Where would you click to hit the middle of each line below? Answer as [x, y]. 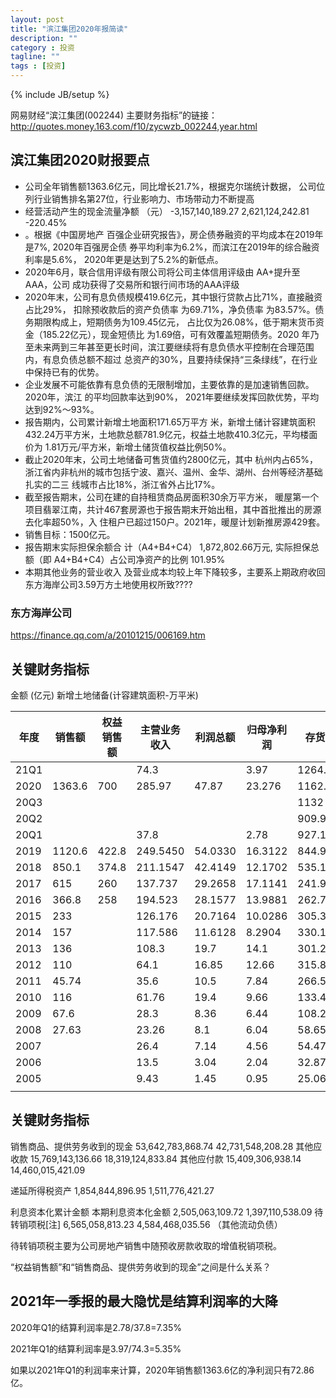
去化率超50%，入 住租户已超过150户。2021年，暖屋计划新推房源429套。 [175, 522]
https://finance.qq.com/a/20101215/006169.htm [108, 635]
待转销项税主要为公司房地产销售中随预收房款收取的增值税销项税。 [146, 1245]
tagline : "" [35, 57]
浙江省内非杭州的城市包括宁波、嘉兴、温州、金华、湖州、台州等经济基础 [173, 472]
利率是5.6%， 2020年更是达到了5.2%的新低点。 [124, 259]
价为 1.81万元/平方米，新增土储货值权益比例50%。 [128, 447]
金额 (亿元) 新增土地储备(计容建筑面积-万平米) [104, 695]
